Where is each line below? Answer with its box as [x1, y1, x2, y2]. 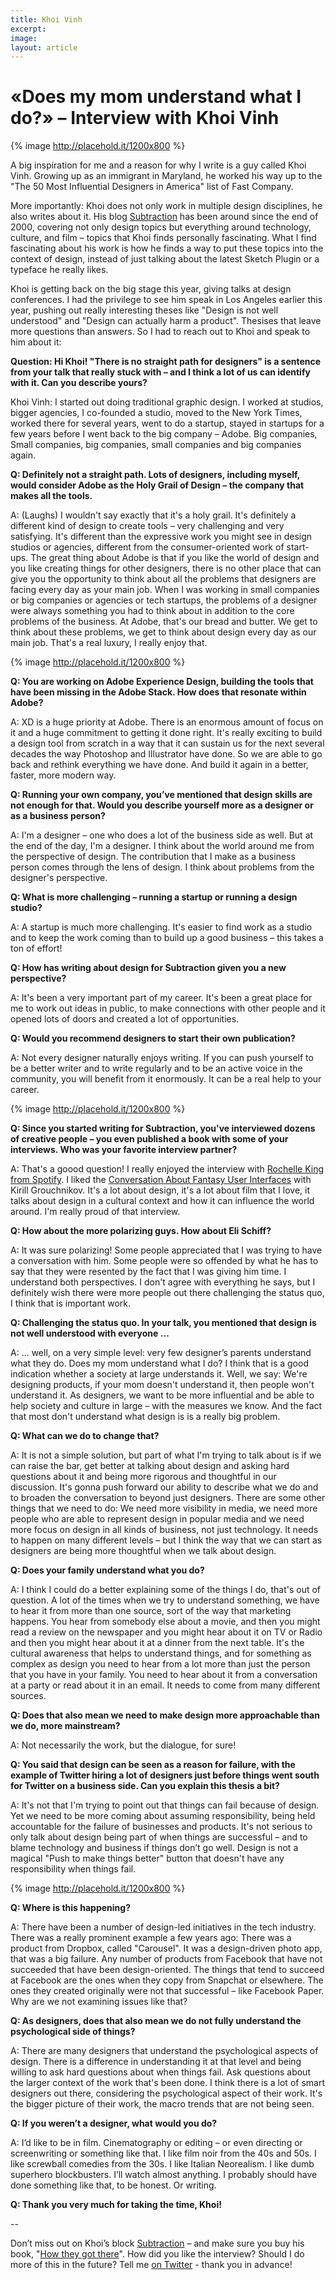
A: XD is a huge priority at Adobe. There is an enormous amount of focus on [10, 716, 324, 728]
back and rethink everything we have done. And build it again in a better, [10, 759, 309, 771]
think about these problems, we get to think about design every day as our [10, 626, 317, 638]
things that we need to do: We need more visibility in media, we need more [10, 1502, 318, 1515]
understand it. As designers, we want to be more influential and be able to [10, 1389, 315, 1401]
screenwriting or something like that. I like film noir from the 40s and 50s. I [10, 2147, 317, 2160]
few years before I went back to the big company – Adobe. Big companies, [10, 428, 318, 440]
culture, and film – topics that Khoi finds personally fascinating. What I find [10, 232, 317, 244]
